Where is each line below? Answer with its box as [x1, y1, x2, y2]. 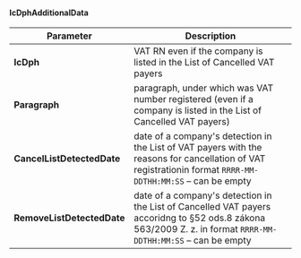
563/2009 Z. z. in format [133, 223, 239, 236]
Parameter [46, 30, 92, 42]
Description [185, 30, 236, 42]
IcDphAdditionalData [9, 7, 90, 18]
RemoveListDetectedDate [13, 211, 125, 224]
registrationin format [133, 164, 219, 176]
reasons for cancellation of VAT [133, 152, 266, 165]
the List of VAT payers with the [133, 142, 262, 154]
